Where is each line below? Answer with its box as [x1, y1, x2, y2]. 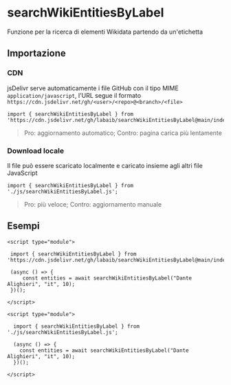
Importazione [7, 48, 67, 59]
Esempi [7, 220, 40, 232]
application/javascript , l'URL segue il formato [7, 91, 142, 99]
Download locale [7, 146, 64, 156]
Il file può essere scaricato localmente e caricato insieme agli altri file [7, 161, 203, 169]
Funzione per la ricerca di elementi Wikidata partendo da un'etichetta [7, 28, 203, 36]
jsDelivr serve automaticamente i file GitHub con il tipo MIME [7, 84, 179, 92]
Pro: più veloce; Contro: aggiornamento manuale [23, 200, 162, 208]
